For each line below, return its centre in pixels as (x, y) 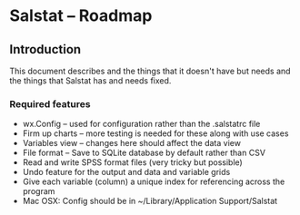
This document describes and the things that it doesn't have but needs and (150, 71)
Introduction (45, 49)
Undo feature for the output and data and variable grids (126, 172)
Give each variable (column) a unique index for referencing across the (154, 181)
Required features (50, 103)
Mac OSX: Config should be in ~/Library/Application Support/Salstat (150, 201)
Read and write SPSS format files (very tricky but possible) (132, 162)
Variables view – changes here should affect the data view (131, 143)
